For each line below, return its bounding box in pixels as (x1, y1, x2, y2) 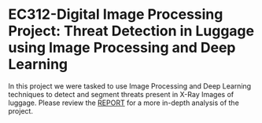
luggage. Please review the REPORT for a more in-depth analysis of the (8, 98, 240, 107)
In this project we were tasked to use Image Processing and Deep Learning (8, 81, 252, 91)
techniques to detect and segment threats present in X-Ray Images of (8, 89, 234, 99)
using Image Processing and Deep (8, 39, 236, 56)
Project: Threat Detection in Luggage (8, 22, 254, 40)
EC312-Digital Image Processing (8, 5, 223, 24)
